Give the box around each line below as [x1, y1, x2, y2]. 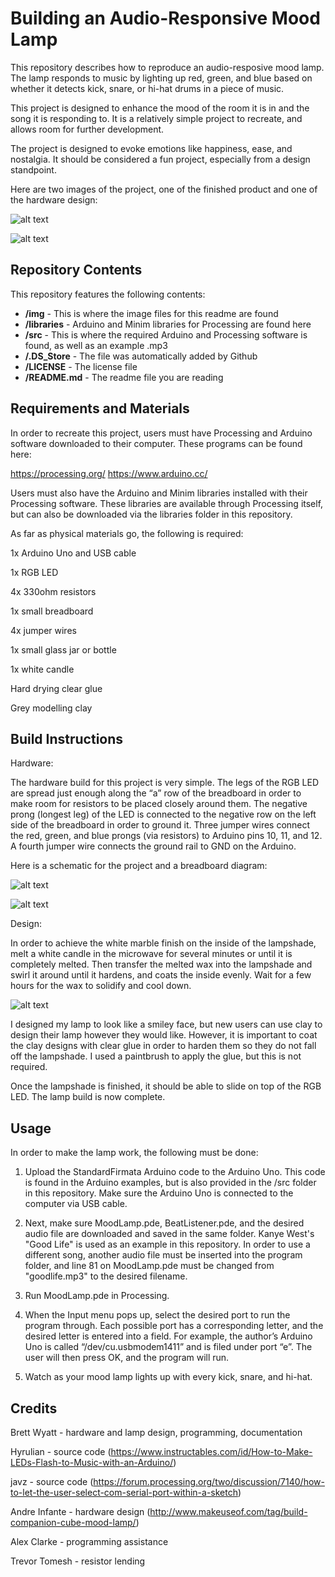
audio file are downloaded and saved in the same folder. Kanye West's [24, 1228, 315, 1240]
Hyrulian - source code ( [10, 1446, 112, 1457]
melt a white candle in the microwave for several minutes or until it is [10, 948, 293, 960]
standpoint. [10, 163, 57, 176]
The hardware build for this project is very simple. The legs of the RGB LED [10, 777, 320, 789]
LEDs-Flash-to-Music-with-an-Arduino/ [10, 1457, 174, 1468]
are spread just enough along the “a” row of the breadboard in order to [10, 787, 302, 799]
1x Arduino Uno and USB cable [10, 547, 137, 559]
